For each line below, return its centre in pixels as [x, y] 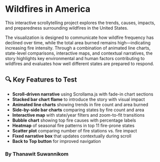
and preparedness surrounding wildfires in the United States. [67, 28]
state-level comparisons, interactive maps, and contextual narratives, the [79, 53]
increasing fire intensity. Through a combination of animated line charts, [78, 48]
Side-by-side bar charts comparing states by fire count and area [78, 110]
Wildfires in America [48, 9]
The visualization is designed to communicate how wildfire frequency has [80, 37]
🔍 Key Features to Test [41, 80]
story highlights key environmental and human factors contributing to [75, 58]
